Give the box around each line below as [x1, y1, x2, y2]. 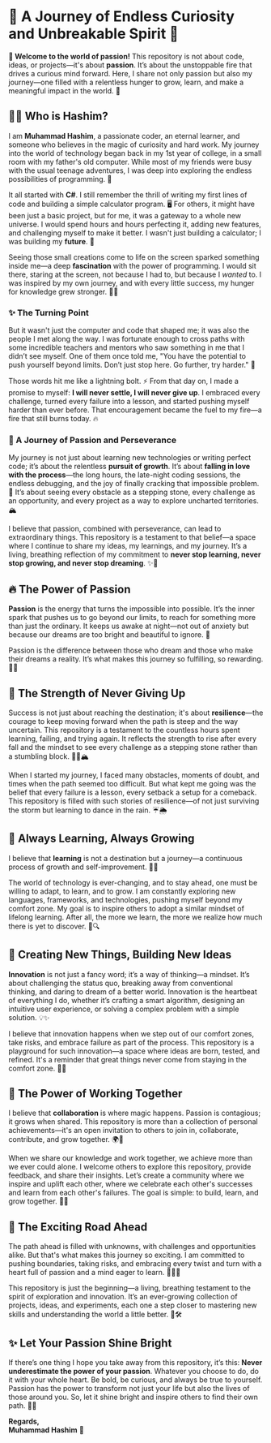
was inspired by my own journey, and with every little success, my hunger [8, 278, 255, 287]
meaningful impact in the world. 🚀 [8, 85, 121, 96]
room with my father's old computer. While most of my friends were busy [8, 157, 252, 166]
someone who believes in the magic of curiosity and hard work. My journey [8, 140, 260, 149]
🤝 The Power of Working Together [8, 1087, 183, 1101]
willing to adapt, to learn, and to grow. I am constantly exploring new [8, 886, 236, 896]
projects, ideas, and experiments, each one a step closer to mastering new [8, 1300, 257, 1310]
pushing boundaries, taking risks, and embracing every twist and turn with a [8, 1259, 262, 1269]
